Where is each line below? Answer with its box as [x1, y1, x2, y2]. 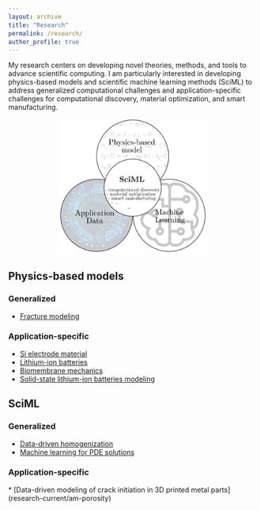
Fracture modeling [19, 311, 80, 320]
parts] [210, 485, 231, 494]
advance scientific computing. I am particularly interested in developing [8, 69, 241, 78]
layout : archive [8, 13, 62, 21]
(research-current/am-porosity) [8, 493, 112, 502]
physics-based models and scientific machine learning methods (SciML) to [8, 78, 253, 87]
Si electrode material [19, 349, 88, 358]
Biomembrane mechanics [19, 365, 104, 375]
